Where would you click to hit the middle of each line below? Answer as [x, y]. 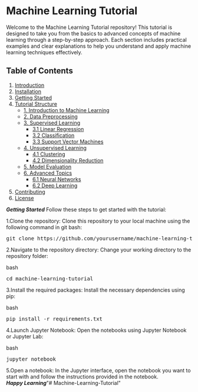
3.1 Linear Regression [58, 129]
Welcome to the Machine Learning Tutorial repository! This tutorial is [89, 27]
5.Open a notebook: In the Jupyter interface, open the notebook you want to [98, 370]
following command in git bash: [44, 227]
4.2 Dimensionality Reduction [68, 160]
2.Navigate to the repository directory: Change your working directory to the [99, 250]
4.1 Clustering [49, 154]
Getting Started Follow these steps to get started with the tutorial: [86, 209]
